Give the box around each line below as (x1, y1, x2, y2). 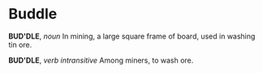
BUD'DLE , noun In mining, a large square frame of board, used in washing (8, 31, 256, 41)
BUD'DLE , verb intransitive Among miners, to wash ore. (8, 55, 194, 65)
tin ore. (8, 39, 32, 49)
